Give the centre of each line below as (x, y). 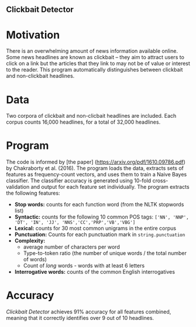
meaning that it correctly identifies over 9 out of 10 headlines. (80, 318)
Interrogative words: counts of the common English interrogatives (95, 272)
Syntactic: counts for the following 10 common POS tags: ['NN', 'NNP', (102, 217)
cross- (160, 180)
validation (18, 187)
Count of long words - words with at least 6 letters (84, 265)
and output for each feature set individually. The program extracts (110, 187)
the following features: (33, 193)
